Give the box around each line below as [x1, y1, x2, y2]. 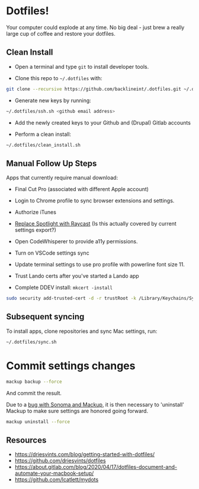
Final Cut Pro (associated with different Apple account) [14, 186, 149, 193]
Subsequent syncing [6, 312, 85, 322]
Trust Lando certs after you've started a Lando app [14, 272, 139, 280]
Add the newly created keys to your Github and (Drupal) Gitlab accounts [14, 119, 191, 126]
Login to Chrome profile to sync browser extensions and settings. [14, 197, 175, 204]
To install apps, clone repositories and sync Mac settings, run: [6, 328, 158, 335]
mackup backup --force [6, 379, 62, 385]
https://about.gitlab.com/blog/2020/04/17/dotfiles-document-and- [14, 463, 178, 471]
